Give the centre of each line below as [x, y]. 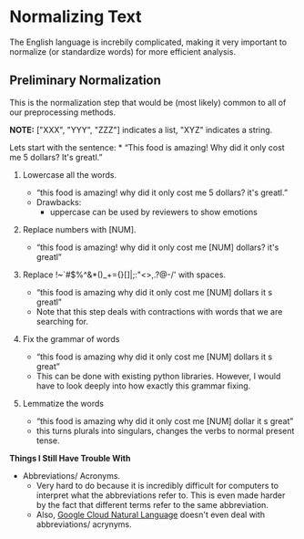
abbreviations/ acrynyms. [84, 524]
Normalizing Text [76, 17]
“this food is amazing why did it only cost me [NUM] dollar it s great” [165, 420]
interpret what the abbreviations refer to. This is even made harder [161, 495]
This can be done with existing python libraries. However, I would [158, 376]
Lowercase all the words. [69, 174]
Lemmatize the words [63, 403]
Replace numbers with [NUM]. [79, 229]
